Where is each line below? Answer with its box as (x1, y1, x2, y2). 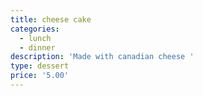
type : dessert (10, 61, 70, 71)
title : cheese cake (10, 14, 92, 25)
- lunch (19, 33, 52, 43)
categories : (10, 24, 60, 34)
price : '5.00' (10, 71, 70, 81)
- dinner (19, 42, 56, 53)
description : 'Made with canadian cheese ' (10, 52, 195, 62)
